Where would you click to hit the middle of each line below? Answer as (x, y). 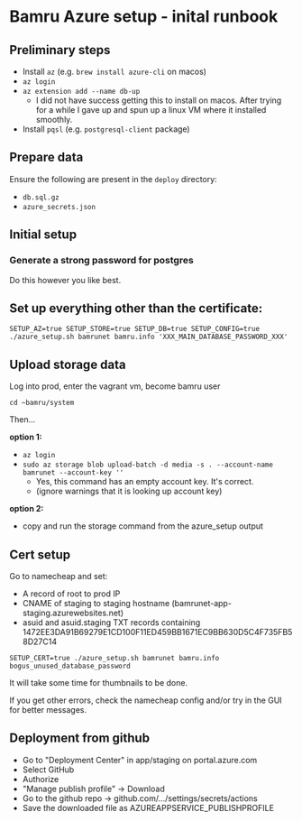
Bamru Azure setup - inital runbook (144, 17)
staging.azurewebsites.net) (73, 613)
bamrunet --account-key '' (73, 473)
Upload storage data (68, 364)
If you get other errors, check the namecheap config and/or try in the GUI (146, 700)
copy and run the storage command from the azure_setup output (143, 526)
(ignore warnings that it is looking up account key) (129, 491)
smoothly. (54, 120)
